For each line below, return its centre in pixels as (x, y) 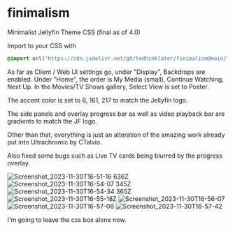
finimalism (38, 13)
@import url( (26, 58)
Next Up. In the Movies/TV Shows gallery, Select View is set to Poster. (108, 87)
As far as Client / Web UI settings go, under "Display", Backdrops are (106, 72)
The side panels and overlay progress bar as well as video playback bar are (116, 114)
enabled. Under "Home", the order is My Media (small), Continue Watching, (115, 79)
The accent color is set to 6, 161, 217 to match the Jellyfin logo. (98, 100)
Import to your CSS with (42, 45)
